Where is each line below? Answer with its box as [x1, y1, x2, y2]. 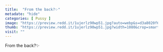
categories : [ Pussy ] [5, 16, 51, 21]
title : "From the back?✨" [5, 7, 61, 12]
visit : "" [5, 29, 25, 34]
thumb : [5, 25, 18, 30]
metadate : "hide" [5, 12, 40, 16]
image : [5, 20, 18, 26]
